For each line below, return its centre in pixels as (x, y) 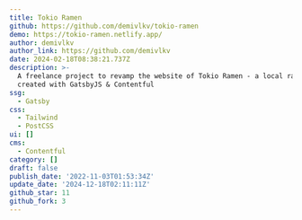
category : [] (34, 159)
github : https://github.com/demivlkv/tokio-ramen (104, 26)
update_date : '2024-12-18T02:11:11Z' (80, 185)
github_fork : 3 (38, 202)
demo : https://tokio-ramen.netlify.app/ (86, 34)
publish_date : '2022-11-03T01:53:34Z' (82, 176)
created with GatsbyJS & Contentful (86, 84)
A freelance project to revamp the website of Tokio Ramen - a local (150, 76)
